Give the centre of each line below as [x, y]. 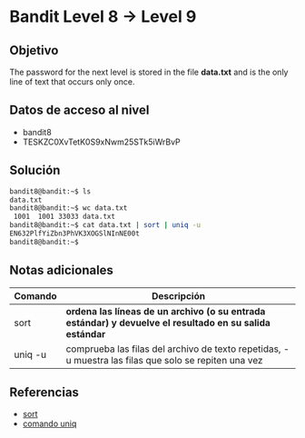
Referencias [44, 392]
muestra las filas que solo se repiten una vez [168, 360]
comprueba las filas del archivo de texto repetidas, [173, 349]
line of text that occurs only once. [72, 82]
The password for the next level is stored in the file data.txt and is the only [149, 72]
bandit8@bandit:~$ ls [50, 191]
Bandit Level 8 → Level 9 [103, 17]
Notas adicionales [61, 270]
